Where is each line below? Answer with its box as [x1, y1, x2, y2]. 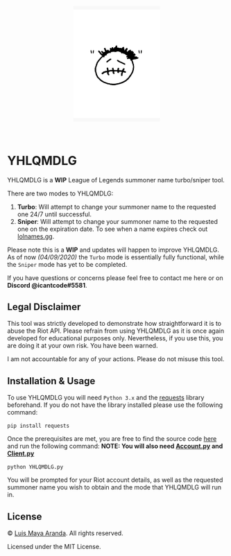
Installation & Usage [7, 375, 96, 387]
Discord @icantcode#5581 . [7, 281, 87, 289]
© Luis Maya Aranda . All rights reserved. [7, 529, 123, 537]
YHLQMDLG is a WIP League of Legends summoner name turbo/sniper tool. [7, 175, 225, 184]
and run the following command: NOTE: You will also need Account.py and [7, 442, 223, 451]
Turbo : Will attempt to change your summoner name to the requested [17, 202, 216, 211]
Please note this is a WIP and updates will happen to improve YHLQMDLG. [7, 245, 220, 254]
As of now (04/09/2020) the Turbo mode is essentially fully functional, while [7, 252, 224, 261]
